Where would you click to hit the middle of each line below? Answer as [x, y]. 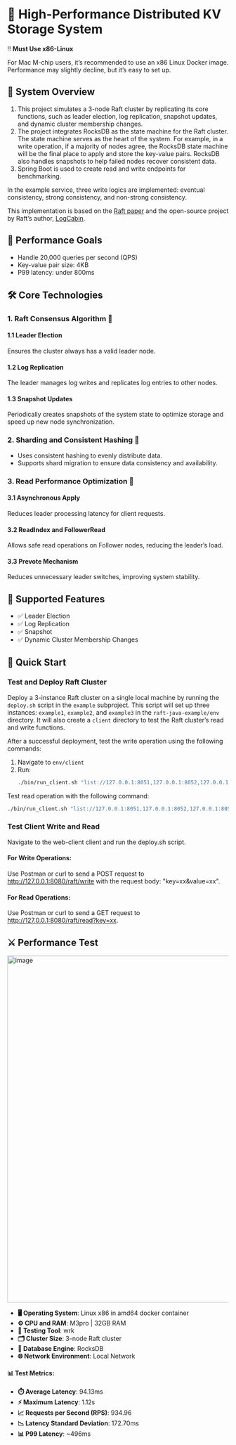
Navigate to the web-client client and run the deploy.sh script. [97, 842]
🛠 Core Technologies [55, 295]
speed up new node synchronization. [61, 422]
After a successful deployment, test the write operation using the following [115, 741]
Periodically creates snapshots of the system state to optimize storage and [116, 415]
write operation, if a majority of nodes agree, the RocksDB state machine [123, 146]
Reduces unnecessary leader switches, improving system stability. [104, 577]
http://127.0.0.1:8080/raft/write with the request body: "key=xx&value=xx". [114, 881]
